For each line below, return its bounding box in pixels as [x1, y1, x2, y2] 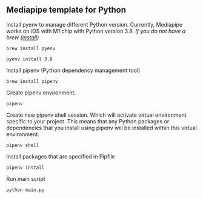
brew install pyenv [6, 45, 56, 51]
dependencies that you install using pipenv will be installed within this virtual [6, 124, 197, 131]
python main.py [6, 187, 45, 193]
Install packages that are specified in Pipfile [6, 152, 115, 160]
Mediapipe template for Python [6, 5, 126, 15]
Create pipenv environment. [6, 89, 76, 96]
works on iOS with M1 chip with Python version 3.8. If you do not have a [6, 27, 186, 34]
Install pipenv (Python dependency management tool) [6, 67, 141, 74]
